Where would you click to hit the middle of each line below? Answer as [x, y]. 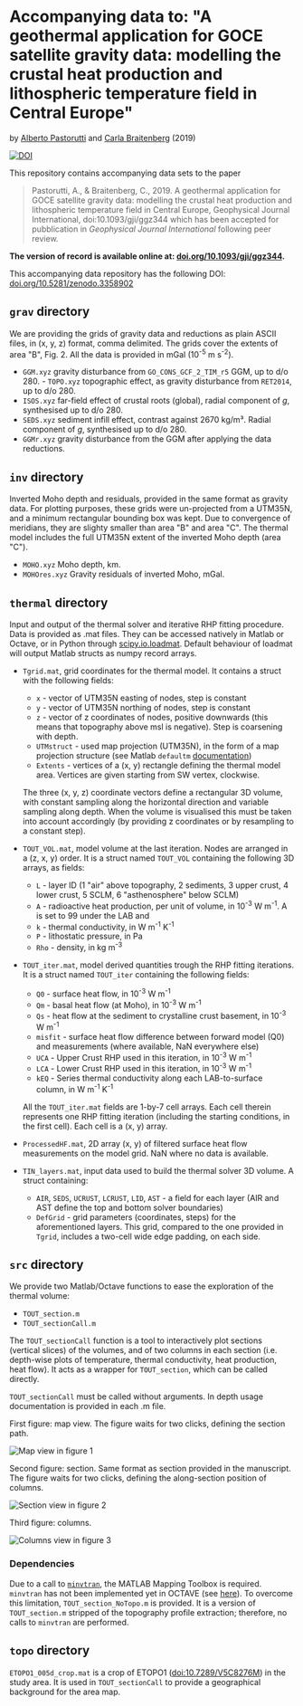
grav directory [50, 312]
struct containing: [55, 1180]
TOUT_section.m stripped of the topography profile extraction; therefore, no [148, 1612]
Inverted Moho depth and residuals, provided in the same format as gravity [149, 499]
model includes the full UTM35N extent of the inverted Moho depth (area [146, 538]
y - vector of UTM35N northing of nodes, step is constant [143, 708]
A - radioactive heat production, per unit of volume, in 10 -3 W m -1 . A [161, 905]
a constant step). [54, 831]
